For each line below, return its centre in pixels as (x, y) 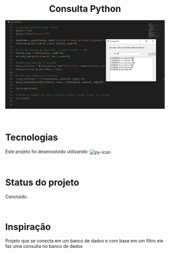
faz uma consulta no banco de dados (44, 246)
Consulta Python (85, 9)
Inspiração (28, 227)
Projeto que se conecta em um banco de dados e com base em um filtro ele (84, 241)
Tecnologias (32, 137)
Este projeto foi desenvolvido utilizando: (47, 151)
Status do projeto (42, 182)
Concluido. (16, 197)
